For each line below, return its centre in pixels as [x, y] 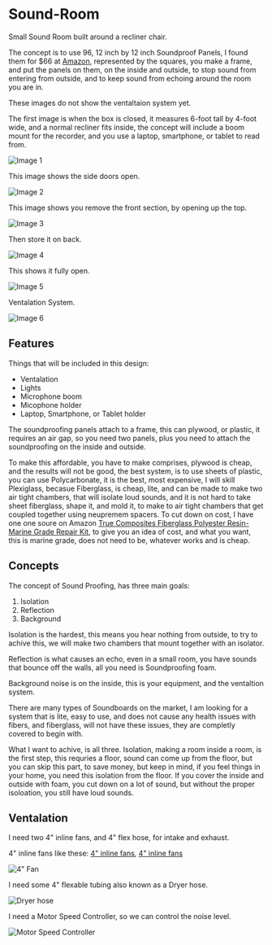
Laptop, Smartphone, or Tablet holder [83, 413]
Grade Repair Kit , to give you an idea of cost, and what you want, [142, 532]
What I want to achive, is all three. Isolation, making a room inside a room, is [135, 749]
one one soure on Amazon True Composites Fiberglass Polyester [117, 523]
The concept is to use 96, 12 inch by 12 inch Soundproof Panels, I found [128, 52]
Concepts [34, 566]
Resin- [238, 523]
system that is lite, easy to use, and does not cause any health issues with [132, 716]
